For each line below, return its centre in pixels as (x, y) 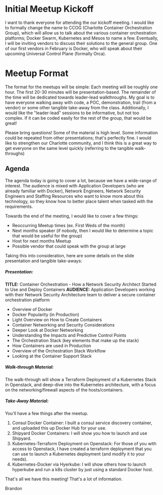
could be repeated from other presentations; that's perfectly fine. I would (78, 138)
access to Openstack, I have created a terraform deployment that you (82, 449)
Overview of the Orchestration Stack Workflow (59, 351)
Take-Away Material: (27, 401)
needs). (20, 459)
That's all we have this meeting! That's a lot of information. (64, 479)
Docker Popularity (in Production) (45, 314)
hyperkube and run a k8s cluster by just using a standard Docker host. (82, 469)
